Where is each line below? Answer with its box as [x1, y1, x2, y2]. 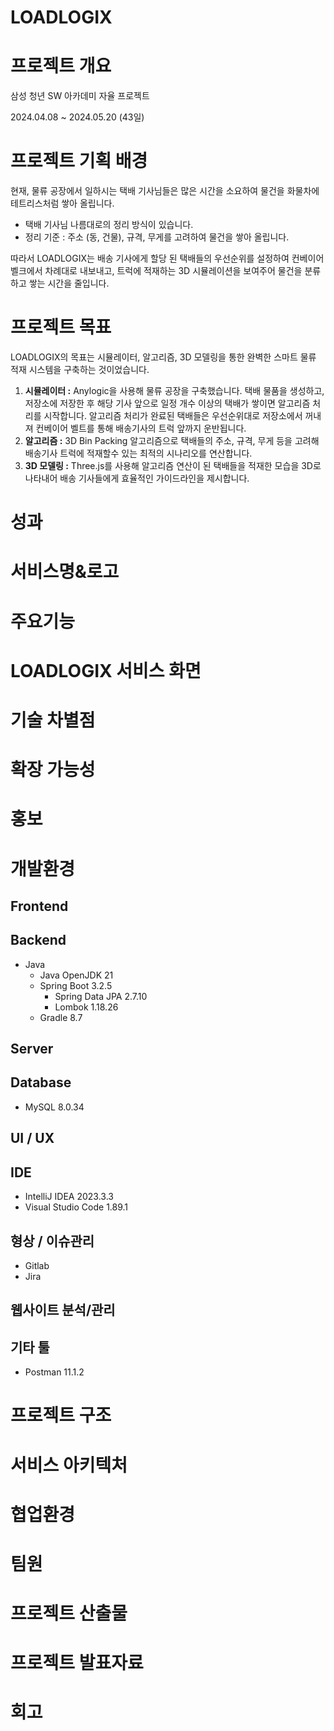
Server [10, 1041, 54, 1058]
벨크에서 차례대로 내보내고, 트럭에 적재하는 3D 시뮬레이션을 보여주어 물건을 [10, 265, 303, 277]
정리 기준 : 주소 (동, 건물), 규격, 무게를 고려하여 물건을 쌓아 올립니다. [24, 231, 290, 243]
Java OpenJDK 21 [39, 969, 114, 981]
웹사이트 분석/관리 [10, 1302, 116, 1319]
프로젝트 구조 [10, 1404, 112, 1427]
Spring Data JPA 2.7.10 [54, 990, 148, 1002]
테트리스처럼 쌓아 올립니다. [10, 197, 115, 210]
